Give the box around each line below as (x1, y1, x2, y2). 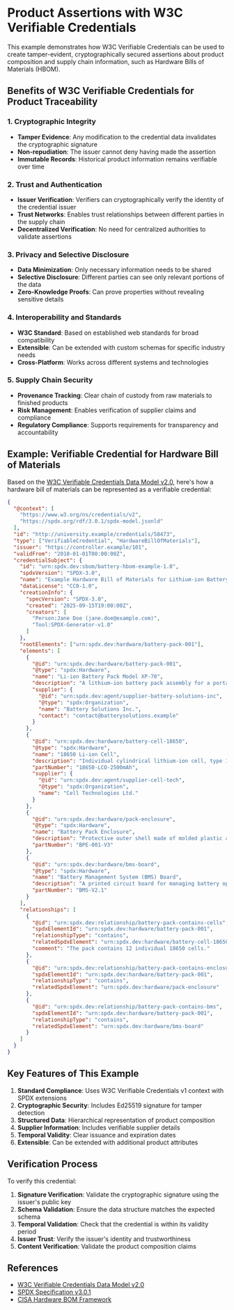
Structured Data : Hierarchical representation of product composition (17, 1116, 215, 1124)
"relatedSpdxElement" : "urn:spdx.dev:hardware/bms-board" (32, 1023, 204, 1029)
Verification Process (7, 1158, 98, 1170)
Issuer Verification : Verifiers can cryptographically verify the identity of (17, 195, 224, 203)
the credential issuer (17, 203, 77, 211)
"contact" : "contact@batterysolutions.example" (38, 712, 179, 719)
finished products (17, 398, 68, 407)
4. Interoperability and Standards (7, 313, 122, 322)
